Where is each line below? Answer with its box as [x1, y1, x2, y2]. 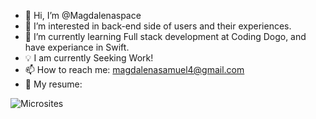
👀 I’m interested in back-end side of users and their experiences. [24, 20, 292, 32]
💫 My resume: [24, 78, 83, 90]
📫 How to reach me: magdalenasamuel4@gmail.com [24, 64, 245, 75]
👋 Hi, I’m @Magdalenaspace [24, 10, 142, 21]
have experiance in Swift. [24, 41, 130, 53]
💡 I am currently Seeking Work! [24, 52, 154, 64]
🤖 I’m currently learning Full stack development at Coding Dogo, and [24, 31, 307, 42]
